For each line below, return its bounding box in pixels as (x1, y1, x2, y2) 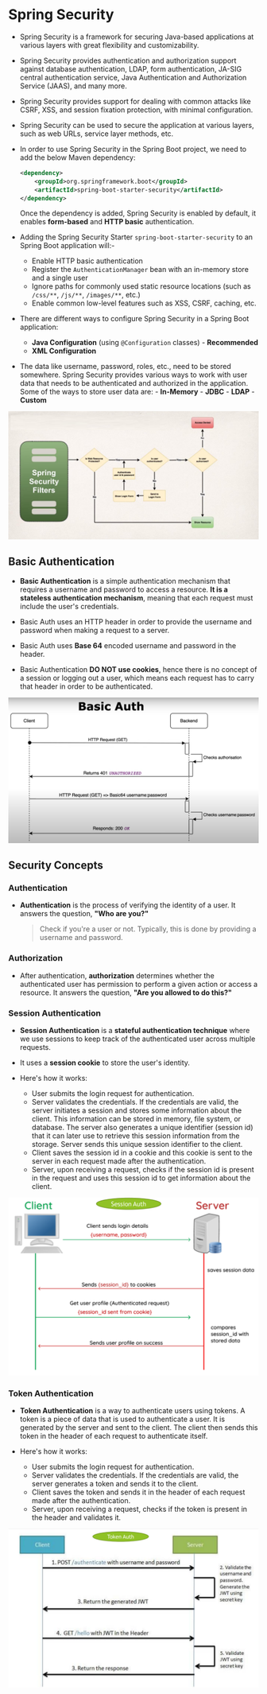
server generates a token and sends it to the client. (31, 1479, 199, 1489)
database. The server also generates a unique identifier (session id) (31, 1123, 253, 1133)
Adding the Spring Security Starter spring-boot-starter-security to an (19, 232, 253, 242)
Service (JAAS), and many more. (19, 81, 127, 91)
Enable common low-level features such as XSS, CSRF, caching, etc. (31, 298, 257, 308)
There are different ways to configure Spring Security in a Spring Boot (19, 314, 250, 324)
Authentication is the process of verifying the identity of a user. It (19, 900, 236, 910)
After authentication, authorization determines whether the (19, 970, 215, 980)
